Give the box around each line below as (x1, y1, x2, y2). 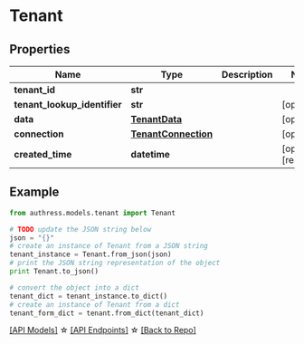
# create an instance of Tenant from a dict (9, 300, 180, 309)
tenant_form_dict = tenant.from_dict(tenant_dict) (9, 309, 204, 318)
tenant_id (14, 83, 56, 96)
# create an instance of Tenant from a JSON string (9, 242, 208, 251)
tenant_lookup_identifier (14, 99, 122, 110)
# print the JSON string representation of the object (9, 259, 221, 268)
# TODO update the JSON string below (9, 225, 152, 234)
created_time (14, 148, 72, 160)
